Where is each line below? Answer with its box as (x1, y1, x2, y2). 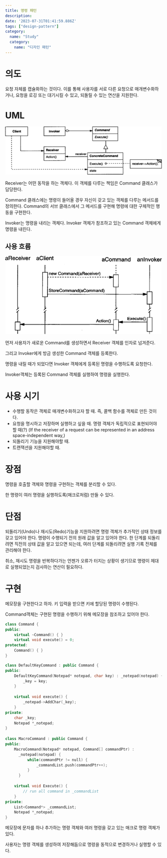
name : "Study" (9, 34, 39, 39)
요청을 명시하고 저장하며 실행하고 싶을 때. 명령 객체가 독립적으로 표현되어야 (12, 421, 158, 427)
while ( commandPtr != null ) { (27, 757, 88, 762)
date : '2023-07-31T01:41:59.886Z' (5, 18, 77, 23)
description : (5, 13, 32, 18)
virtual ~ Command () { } (14, 632, 64, 637)
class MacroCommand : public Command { (5, 737, 88, 742)
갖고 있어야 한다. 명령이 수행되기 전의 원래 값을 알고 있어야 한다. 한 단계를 (5, 535, 147, 540)
